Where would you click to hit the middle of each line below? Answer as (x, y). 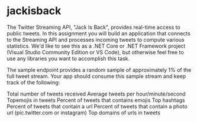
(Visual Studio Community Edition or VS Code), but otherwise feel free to (95, 52)
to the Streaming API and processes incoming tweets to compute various (96, 39)
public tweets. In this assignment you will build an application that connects (99, 33)
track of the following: (33, 82)
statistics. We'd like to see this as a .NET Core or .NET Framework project (96, 46)
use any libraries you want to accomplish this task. (68, 58)
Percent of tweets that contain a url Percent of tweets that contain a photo (97, 106)
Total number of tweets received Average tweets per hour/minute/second (96, 94)
